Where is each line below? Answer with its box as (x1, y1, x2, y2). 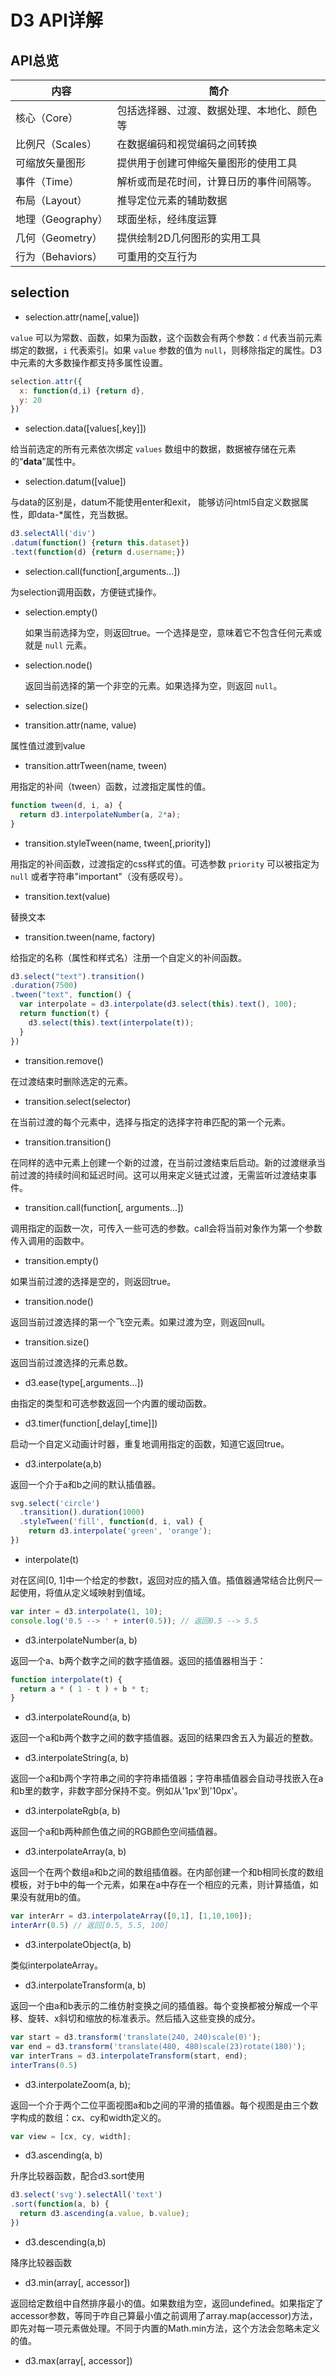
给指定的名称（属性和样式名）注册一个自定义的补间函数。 (10, 951, 247, 963)
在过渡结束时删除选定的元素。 (10, 1075, 133, 1087)
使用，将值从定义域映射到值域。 (18, 1586, 151, 1598)
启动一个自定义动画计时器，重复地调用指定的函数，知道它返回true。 (10, 1437, 290, 1450)
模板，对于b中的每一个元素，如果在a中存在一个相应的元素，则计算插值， (10, 1879, 310, 1891)
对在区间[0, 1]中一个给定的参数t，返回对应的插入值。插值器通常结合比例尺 (10, 1574, 314, 1586)
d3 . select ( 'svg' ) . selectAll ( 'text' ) (10, 2190, 163, 2200)
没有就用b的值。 (18, 1891, 87, 1903)
